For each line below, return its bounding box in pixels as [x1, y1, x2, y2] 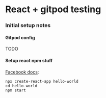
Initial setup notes [5, 22, 51, 29]
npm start [5, 88, 26, 93]
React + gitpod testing [5, 4, 101, 15]
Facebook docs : [5, 69, 39, 75]
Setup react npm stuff [5, 57, 53, 63]
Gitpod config [5, 34, 35, 40]
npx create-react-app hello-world [5, 79, 79, 84]
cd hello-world [5, 83, 38, 88]
